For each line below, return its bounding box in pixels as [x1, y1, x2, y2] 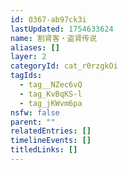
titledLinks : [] [10, 145, 78, 155]
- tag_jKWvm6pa [19, 98, 83, 108]
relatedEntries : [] [10, 126, 92, 136]
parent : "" [10, 117, 56, 127]
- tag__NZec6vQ [19, 80, 83, 90]
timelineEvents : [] [10, 136, 92, 146]
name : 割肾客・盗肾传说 [10, 33, 98, 43]
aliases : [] [10, 42, 60, 53]
